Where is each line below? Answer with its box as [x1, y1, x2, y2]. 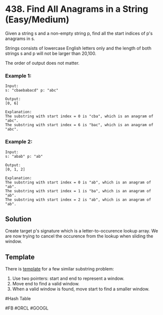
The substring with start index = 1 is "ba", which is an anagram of [5, 188, 152, 193]
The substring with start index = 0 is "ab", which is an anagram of [5, 180, 152, 185]
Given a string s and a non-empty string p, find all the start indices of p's [5, 30, 153, 36]
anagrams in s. [5, 36, 36, 42]
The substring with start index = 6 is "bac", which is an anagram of [5, 123, 154, 128]
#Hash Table [5, 296, 31, 302]
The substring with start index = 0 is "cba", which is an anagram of [5, 114, 154, 119]
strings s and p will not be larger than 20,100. [5, 50, 96, 56]
